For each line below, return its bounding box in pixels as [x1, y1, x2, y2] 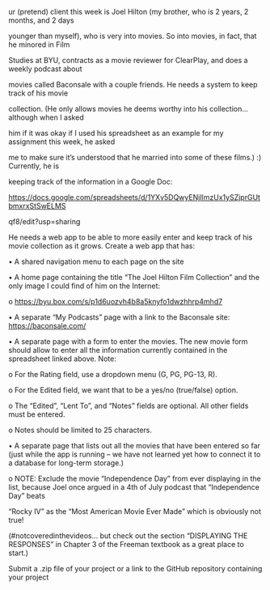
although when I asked [8, 112, 84, 122]
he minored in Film [8, 40, 70, 49]
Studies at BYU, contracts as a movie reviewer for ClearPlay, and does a [8, 56, 248, 65]
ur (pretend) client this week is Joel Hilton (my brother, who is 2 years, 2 [8, 7, 249, 16]
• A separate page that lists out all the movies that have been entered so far [8, 441, 261, 450]
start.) [8, 548, 29, 558]
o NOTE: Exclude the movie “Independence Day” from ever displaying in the [8, 473, 261, 483]
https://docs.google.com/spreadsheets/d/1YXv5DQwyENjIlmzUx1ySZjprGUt [8, 193, 261, 202]
